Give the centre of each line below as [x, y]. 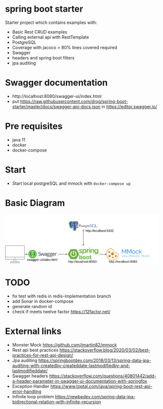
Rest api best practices [35, 350]
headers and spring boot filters [43, 58]
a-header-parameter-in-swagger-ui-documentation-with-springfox [80, 381]
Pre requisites [34, 127]
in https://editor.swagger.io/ [130, 106]
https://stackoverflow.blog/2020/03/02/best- [105, 350]
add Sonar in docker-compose [43, 301]
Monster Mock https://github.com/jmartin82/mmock [64, 345]
